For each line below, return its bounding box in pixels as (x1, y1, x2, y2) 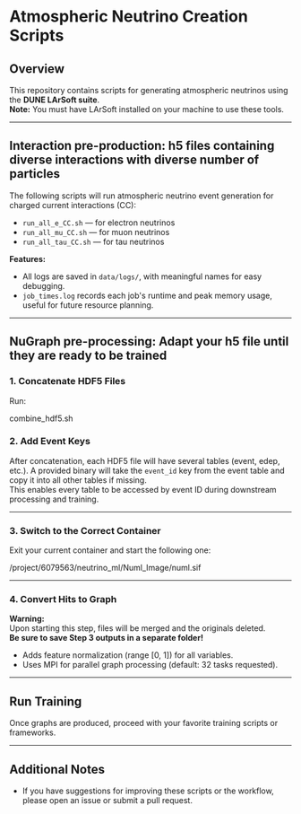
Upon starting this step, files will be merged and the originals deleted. (9, 623, 266, 634)
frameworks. (9, 727, 56, 738)
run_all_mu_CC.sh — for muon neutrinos (21, 226, 170, 237)
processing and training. (9, 494, 99, 504)
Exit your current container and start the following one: (9, 545, 211, 556)
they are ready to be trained (9, 348, 168, 363)
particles (9, 166, 61, 181)
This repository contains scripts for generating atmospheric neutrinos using (9, 85, 288, 95)
